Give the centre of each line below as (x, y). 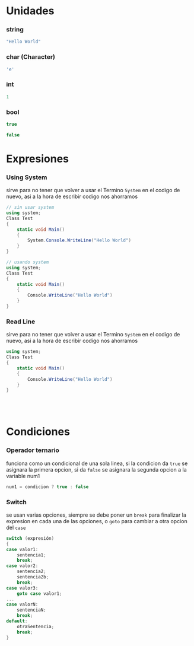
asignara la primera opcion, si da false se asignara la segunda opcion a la (96, 469)
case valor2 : (22, 566)
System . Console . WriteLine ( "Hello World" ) (79, 241)
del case (16, 527)
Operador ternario (33, 450)
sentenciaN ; (31, 610)
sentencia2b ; (33, 577)
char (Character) (31, 57)
